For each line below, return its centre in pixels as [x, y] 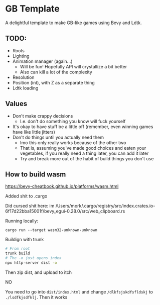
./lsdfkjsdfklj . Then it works [36, 297]
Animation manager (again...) [42, 61]
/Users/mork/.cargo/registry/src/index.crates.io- [105, 206]
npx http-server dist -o [31, 263]
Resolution [23, 77]
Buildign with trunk [25, 240]
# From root [18, 249]
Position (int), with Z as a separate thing [54, 82]
